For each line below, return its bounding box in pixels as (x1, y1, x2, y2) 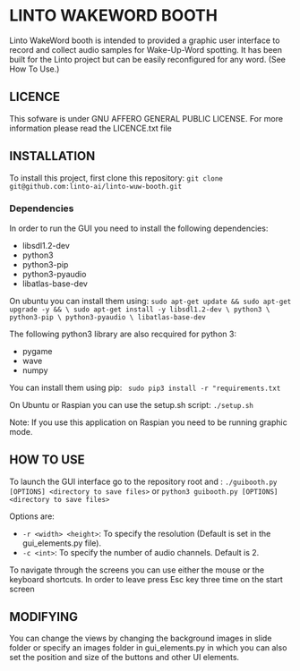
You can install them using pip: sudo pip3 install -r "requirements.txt (9, 382, 281, 393)
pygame (21, 345, 53, 356)
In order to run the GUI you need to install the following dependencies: (9, 223, 269, 234)
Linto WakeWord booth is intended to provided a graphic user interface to (9, 35, 280, 46)
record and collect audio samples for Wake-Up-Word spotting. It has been (9, 44, 282, 55)
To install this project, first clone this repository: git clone (9, 172, 224, 183)
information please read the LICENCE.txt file (9, 123, 172, 133)
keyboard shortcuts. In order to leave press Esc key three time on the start (9, 573, 284, 584)
